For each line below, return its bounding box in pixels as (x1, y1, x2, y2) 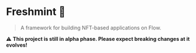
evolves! (6, 41, 27, 48)
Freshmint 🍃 (6, 5, 66, 18)
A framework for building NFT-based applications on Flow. (20, 24, 161, 31)
